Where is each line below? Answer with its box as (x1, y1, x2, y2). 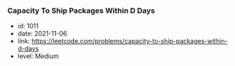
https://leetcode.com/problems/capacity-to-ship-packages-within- (31, 37, 229, 45)
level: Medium (17, 52, 59, 60)
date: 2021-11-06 (17, 29, 67, 38)
